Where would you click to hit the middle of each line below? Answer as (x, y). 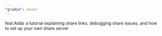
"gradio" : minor (21, 9)
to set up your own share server (37, 28)
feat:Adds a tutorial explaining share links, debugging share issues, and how (81, 23)
